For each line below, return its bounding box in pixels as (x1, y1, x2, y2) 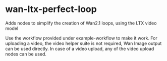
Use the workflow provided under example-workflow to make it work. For (5, 35, 157, 41)
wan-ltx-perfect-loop (5, 3, 97, 15)
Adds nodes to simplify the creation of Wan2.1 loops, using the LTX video (5, 20, 157, 26)
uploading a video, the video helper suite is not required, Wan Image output (5, 40, 162, 46)
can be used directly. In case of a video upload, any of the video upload (5, 45, 154, 51)
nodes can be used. (5, 51, 47, 57)
